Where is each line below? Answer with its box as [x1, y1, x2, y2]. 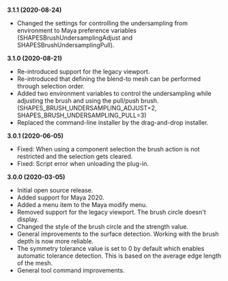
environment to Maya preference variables [16, 27, 137, 34]
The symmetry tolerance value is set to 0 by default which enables [16, 245, 205, 252]
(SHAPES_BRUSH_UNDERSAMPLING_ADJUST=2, [16, 104, 157, 112]
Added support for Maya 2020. [16, 193, 104, 201]
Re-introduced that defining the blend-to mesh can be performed [16, 75, 201, 83]
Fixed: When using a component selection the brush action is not [16, 145, 200, 153]
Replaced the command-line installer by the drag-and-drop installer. [16, 119, 209, 126]
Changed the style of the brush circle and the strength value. [16, 223, 189, 230]
